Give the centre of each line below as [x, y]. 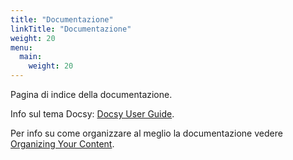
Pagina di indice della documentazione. [91, 94]
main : [31, 57]
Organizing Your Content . [62, 144]
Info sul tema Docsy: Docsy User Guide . [92, 114]
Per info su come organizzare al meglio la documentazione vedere [146, 133]
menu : [21, 47]
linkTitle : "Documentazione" [71, 29]
